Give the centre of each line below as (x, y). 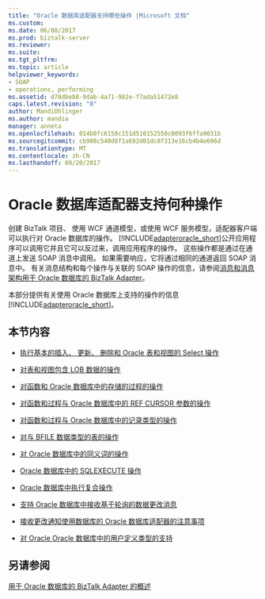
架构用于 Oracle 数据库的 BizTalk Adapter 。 (79, 278)
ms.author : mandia (38, 119)
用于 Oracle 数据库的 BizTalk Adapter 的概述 (80, 586)
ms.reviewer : (30, 45)
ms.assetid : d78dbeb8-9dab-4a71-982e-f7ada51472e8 (93, 97)
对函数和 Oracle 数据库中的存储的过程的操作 (91, 386)
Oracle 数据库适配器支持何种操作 (115, 205)
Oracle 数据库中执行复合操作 (66, 487)
